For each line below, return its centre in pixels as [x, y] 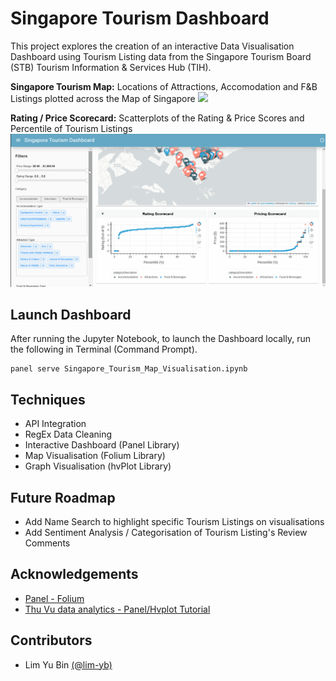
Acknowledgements [74, 574]
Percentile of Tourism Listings [71, 128]
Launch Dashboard [71, 314]
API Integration [55, 424]
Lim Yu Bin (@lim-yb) [68, 664]
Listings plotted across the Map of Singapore [103, 98]
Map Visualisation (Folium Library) [95, 456]
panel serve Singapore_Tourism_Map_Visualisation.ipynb [129, 369]
